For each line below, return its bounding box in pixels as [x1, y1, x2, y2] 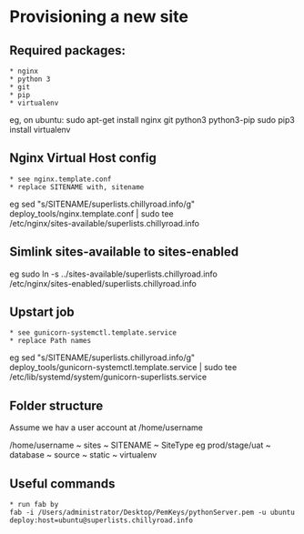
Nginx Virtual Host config [9, 150, 157, 166]
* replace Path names [9, 337, 92, 346]
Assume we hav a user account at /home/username [9, 422, 203, 433]
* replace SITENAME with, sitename [9, 182, 145, 192]
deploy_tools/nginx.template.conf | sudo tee [9, 207, 175, 219]
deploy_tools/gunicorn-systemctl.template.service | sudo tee [9, 362, 238, 373]
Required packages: [9, 43, 126, 58]
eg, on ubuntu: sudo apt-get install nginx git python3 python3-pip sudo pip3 [9, 115, 296, 125]
